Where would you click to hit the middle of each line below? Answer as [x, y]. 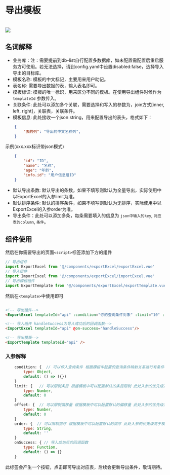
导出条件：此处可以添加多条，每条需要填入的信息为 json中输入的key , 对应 [87, 215]
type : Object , [38, 372]
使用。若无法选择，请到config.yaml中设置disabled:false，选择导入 [95, 66]
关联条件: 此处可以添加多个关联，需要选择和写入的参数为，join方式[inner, [88, 104]
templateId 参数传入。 [36, 98]
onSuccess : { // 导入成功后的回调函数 [51, 443]
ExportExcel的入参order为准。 [44, 209]
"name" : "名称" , [40, 166]
